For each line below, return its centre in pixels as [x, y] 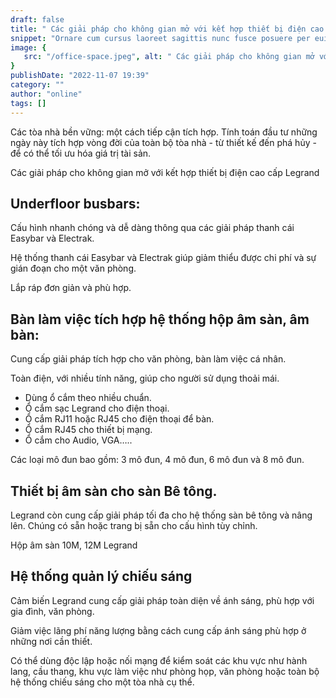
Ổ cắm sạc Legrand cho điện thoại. [97, 408]
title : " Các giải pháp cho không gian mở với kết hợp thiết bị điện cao [167, 29]
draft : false [37, 19]
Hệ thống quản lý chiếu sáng [101, 576]
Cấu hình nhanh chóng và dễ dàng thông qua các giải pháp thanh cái [152, 228]
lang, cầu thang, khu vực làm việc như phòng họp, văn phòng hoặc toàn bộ [165, 671]
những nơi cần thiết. [51, 641]
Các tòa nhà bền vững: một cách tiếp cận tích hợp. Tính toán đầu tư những [164, 132]
